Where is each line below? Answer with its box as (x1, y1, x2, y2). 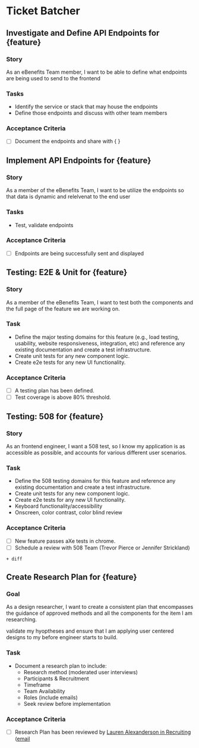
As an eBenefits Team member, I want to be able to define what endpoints (6, 68, 187, 76)
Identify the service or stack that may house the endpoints (14, 103, 158, 111)
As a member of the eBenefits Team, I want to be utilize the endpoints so (6, 187, 184, 194)
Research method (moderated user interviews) (23, 668, 138, 675)
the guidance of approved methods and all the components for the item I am (6, 609, 193, 617)
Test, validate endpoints (14, 221, 74, 228)
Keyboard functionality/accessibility (14, 502, 103, 510)
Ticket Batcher (6, 4, 80, 18)
